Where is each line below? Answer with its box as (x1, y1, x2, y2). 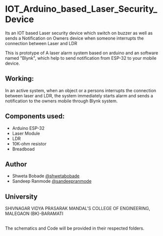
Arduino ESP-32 (12, 125, 45, 131)
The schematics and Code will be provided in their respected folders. (5, 225, 144, 231)
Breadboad (12, 146, 35, 152)
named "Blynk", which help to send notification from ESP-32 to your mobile (5, 55, 157, 61)
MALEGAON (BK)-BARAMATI (5, 211, 64, 216)
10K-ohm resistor (12, 141, 47, 146)
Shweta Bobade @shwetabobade (12, 173, 80, 179)
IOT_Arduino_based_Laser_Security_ (5, 3, 158, 15)
